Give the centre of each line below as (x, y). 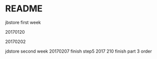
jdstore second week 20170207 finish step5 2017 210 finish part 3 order (78, 51)
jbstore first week (23, 22)
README (24, 9)
